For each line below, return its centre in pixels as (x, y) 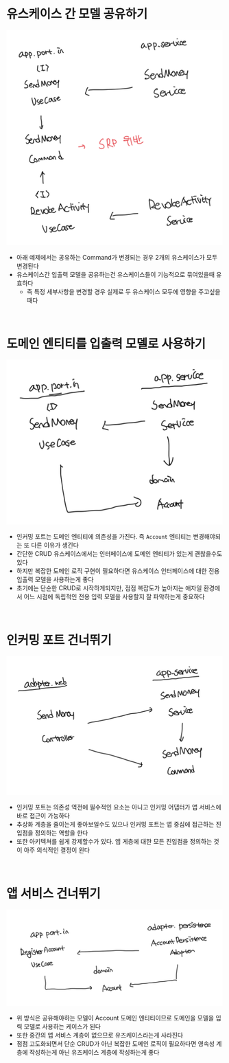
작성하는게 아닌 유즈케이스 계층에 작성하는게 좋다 (94, 1052)
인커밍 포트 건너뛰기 (59, 640)
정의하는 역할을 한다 (61, 833)
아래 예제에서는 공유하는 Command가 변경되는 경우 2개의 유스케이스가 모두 (117, 257)
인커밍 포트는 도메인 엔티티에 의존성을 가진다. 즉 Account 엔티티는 (104, 537)
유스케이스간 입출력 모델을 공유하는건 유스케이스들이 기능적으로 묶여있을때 (116, 274)
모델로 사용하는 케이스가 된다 (62, 1026)
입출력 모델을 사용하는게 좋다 (55, 580)
